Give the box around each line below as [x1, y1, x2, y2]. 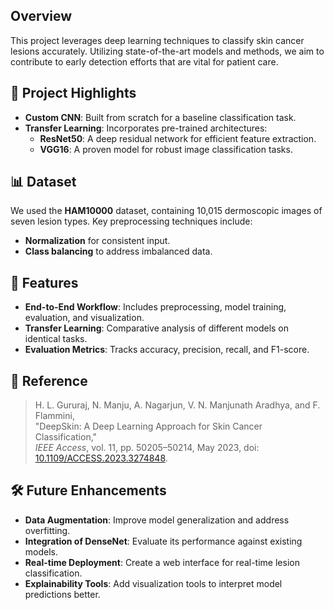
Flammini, [34, 410, 75, 422]
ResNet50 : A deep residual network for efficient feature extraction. [39, 132, 317, 144]
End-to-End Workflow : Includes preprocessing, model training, [24, 301, 287, 313]
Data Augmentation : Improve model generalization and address [24, 514, 290, 526]
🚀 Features [10, 274, 79, 291]
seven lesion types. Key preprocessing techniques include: [10, 215, 253, 228]
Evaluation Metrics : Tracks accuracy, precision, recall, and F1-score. [24, 344, 310, 356]
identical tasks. [24, 333, 88, 345]
